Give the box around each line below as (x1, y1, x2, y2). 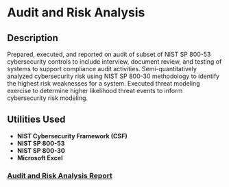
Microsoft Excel (16, 153, 63, 162)
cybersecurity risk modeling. (7, 94, 88, 102)
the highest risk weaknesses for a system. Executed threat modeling (7, 79, 200, 87)
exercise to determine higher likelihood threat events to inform (7, 87, 183, 95)
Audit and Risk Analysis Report (7, 171, 113, 180)
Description (7, 32, 58, 44)
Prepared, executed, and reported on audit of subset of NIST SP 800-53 (7, 50, 211, 58)
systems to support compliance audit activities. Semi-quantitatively (7, 65, 197, 73)
